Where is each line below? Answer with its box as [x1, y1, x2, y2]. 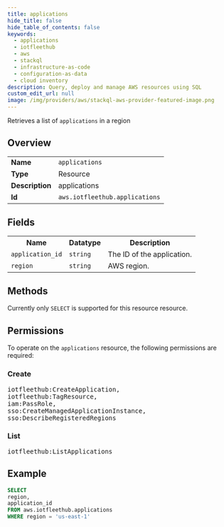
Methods [7, 285, 48, 297]
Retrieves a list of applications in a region [7, 116, 131, 125]
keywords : [7, 30, 37, 38]
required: [7, 351, 34, 360]
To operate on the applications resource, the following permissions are [7, 343, 217, 352]
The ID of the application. [107, 249, 192, 259]
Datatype [68, 237, 102, 247]
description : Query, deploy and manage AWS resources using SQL [7, 84, 202, 91]
